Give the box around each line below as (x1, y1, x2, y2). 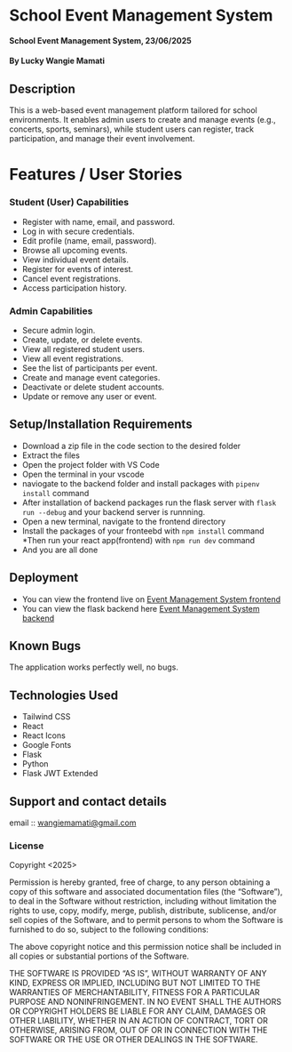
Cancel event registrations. (21, 273, 122, 284)
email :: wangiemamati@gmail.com (9, 817, 137, 828)
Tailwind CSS (21, 711, 71, 722)
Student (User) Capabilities (9, 197, 130, 209)
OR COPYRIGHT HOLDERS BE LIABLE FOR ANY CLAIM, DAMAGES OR (9, 1006, 266, 1016)
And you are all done (21, 544, 99, 555)
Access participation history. (21, 282, 127, 293)
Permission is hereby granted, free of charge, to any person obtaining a (9, 877, 271, 887)
